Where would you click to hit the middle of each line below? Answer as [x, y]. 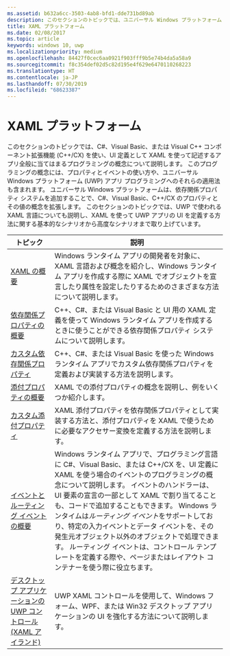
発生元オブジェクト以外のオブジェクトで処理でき [133, 536]
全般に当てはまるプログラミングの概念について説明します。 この [109, 164]
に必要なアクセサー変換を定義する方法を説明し [130, 431]
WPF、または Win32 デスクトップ [136, 607]
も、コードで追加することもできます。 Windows [131, 506]
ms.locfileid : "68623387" [44, 90]
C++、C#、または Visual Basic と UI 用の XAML [131, 310]
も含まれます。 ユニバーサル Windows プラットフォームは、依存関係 [103, 190]
